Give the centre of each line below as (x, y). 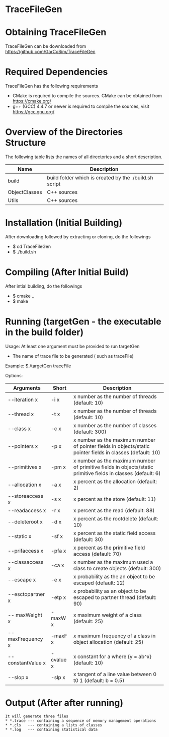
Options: (14, 375)
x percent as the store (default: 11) (114, 499)
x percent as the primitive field (109, 548)
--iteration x (23, 399)
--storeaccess (26, 496)
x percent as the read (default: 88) (114, 510)
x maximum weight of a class (107, 615)
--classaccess (26, 562)
